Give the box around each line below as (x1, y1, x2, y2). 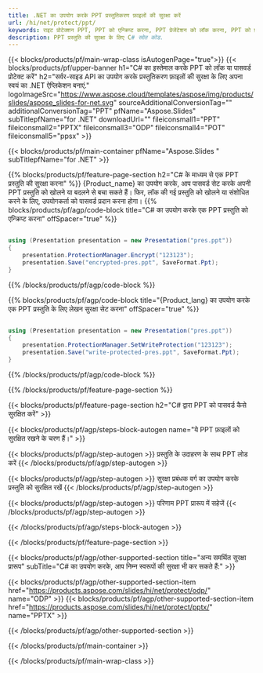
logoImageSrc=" (8, 89, 61, 99)
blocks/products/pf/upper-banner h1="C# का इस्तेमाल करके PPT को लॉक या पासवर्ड (8, 64, 252, 73)
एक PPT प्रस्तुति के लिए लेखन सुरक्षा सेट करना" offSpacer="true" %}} (8, 304, 200, 314)
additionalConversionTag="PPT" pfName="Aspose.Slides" (8, 107, 196, 116)
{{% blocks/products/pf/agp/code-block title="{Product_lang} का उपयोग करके (8, 295, 250, 304)
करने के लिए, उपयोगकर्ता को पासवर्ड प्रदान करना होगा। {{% (8, 197, 157, 206)
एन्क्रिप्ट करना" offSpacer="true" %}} (8, 214, 117, 224)
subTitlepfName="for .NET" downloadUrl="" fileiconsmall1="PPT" (8, 115, 221, 124)
